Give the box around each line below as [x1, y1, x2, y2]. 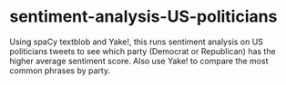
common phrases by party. [9, 65, 111, 76]
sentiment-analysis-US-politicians [9, 6, 278, 27]
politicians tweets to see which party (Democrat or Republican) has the [9, 45, 276, 56]
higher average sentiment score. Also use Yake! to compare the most [9, 55, 269, 66]
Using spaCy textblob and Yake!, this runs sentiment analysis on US [9, 36, 264, 47]
